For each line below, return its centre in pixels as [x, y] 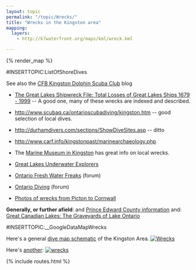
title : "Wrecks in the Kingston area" [54, 22]
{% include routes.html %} [38, 261]
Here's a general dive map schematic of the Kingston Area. [78, 239]
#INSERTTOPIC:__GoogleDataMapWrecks [57, 227]
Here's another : [25, 250]
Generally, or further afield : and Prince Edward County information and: [94, 210]
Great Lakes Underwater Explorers [57, 164]
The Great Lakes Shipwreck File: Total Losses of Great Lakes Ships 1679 [102, 95]
